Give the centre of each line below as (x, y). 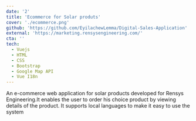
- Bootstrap (26, 66)
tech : (13, 44)
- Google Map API (33, 71)
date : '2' (18, 11)
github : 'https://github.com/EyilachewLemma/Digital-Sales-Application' (97, 28)
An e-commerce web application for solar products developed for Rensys (95, 94)
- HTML (19, 55)
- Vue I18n (25, 77)
